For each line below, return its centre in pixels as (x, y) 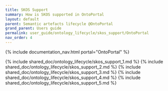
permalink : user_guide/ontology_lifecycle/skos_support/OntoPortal (77, 33)
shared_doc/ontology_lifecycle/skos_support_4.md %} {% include (73, 77)
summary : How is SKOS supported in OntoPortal (55, 14)
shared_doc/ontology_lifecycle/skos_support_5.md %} (61, 82)
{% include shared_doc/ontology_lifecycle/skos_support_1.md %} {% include (84, 61)
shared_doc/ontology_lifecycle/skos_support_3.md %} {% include (73, 72)
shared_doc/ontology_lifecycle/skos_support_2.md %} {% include (73, 67)
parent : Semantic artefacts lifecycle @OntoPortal (59, 24)
